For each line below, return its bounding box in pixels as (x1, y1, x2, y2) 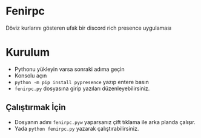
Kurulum (5, 45, 50, 59)
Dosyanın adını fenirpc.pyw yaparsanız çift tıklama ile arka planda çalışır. (14, 118, 196, 125)
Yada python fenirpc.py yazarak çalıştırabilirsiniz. (14, 125, 139, 132)
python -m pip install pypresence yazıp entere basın (14, 78, 149, 85)
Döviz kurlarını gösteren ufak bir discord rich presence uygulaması (5, 24, 172, 31)
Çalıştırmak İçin (5, 102, 66, 113)
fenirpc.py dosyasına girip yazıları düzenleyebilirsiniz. (14, 85, 150, 92)
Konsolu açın (14, 71, 47, 79)
